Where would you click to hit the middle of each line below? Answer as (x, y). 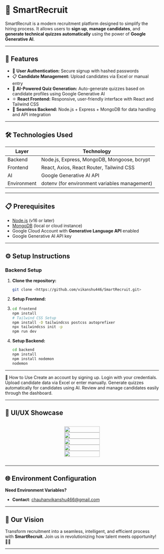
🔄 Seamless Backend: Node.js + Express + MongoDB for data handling (84, 109)
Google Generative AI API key (42, 236)
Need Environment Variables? (36, 490)
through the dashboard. (29, 393)
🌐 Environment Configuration (51, 478)
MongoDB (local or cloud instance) (47, 226)
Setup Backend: (29, 341)
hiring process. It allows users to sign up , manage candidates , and (73, 28)
